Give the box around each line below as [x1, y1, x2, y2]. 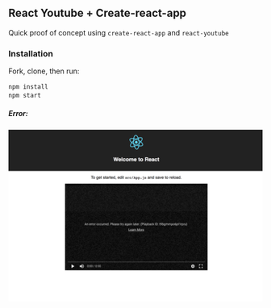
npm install [8, 83, 48, 91]
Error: [8, 109, 28, 119]
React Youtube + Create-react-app [8, 6, 187, 20]
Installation [8, 48, 54, 59]
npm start [8, 91, 42, 99]
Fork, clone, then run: [8, 66, 80, 76]
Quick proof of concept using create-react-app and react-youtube [8, 27, 230, 37]
